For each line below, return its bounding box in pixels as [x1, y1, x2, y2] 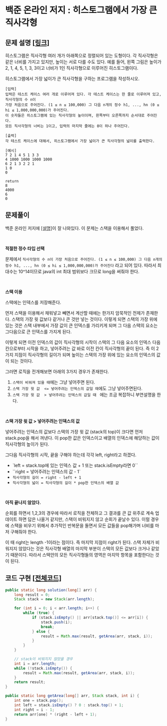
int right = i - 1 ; [14, 707, 55, 712]
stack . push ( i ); [40, 619, 72, 625]
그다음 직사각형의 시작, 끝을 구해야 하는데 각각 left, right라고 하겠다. [5, 452, 137, 458]
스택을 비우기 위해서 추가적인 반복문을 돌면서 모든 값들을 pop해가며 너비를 [10, 522, 155, 529]
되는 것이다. [10, 358, 33, 364]
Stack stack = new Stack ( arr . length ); [14, 597, 95, 602]
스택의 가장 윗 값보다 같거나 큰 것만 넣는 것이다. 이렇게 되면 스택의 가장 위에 [11, 316, 158, 322]
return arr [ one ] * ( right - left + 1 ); [14, 712, 97, 717]
